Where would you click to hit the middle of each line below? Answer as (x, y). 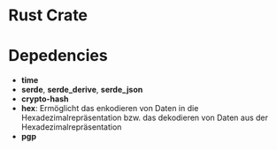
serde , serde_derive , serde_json (82, 90)
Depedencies (58, 56)
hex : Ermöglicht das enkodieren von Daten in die (110, 109)
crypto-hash (45, 99)
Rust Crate (48, 15)
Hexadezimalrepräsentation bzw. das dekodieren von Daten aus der (145, 118)
